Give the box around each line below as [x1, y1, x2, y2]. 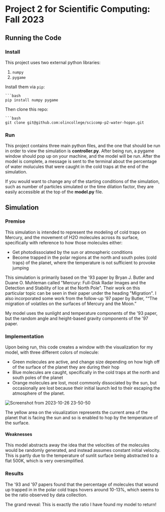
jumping [12, 265, 29, 271]
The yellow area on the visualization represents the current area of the [5, 410, 148, 415]
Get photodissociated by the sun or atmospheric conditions [12, 249, 133, 255]
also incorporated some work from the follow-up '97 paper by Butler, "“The [5, 295, 158, 301]
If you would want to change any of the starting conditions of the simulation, [5, 178, 160, 184]
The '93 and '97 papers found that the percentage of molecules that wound [5, 481, 159, 487]
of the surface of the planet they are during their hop [12, 364, 120, 370]
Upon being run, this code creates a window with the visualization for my [5, 344, 153, 350]
